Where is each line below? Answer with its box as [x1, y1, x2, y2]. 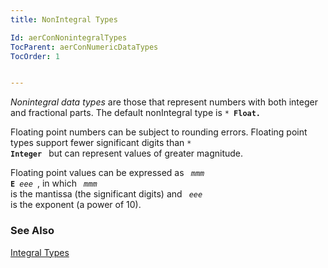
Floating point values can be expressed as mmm [10, 167, 205, 179]
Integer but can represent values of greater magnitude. [10, 147, 244, 160]
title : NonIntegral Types [10, 14, 118, 25]
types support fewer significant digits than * [10, 137, 192, 149]
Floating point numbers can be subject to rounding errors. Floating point [10, 126, 308, 138]
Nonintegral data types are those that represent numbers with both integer [10, 96, 318, 108]
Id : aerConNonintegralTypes [10, 32, 128, 43]
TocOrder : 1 [10, 51, 60, 61]
